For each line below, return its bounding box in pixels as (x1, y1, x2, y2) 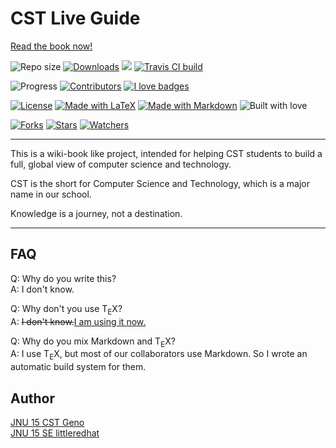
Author (10, 390, 55, 407)
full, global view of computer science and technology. (10, 158, 232, 170)
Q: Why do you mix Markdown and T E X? (10, 335, 176, 349)
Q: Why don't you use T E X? (10, 302, 123, 317)
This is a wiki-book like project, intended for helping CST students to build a (10, 147, 323, 159)
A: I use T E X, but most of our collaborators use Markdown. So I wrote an (10, 348, 308, 362)
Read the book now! (10, 40, 93, 52)
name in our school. (10, 188, 92, 200)
